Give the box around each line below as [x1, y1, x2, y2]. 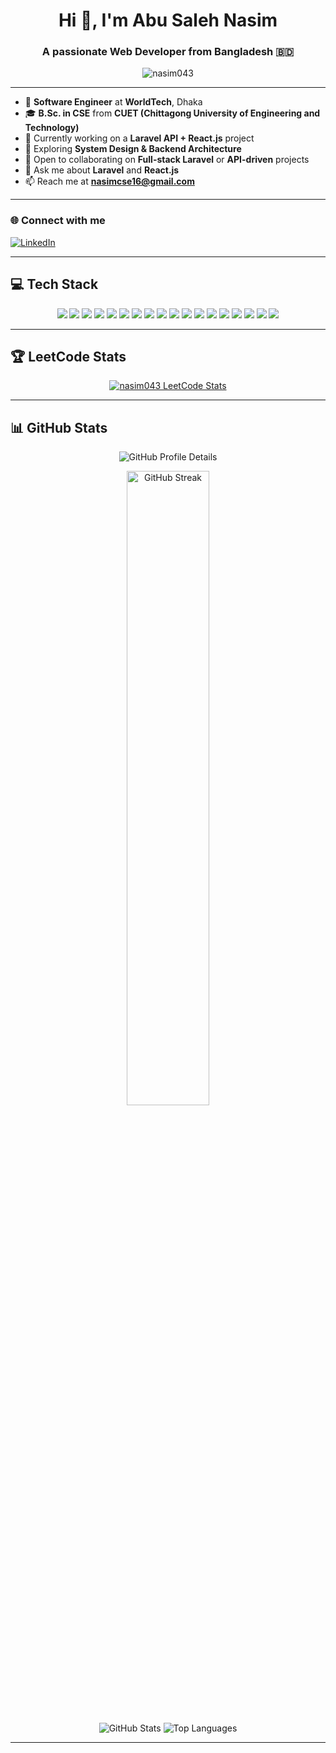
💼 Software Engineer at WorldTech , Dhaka [24, 96, 203, 108]
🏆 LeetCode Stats [10, 348, 127, 365]
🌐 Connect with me [10, 214, 106, 228]
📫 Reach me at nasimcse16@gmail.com [24, 175, 195, 188]
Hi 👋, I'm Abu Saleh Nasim [58, 9, 278, 32]
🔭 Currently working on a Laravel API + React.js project [24, 132, 255, 144]
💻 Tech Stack [10, 276, 99, 293]
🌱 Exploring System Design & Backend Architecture [24, 143, 242, 155]
